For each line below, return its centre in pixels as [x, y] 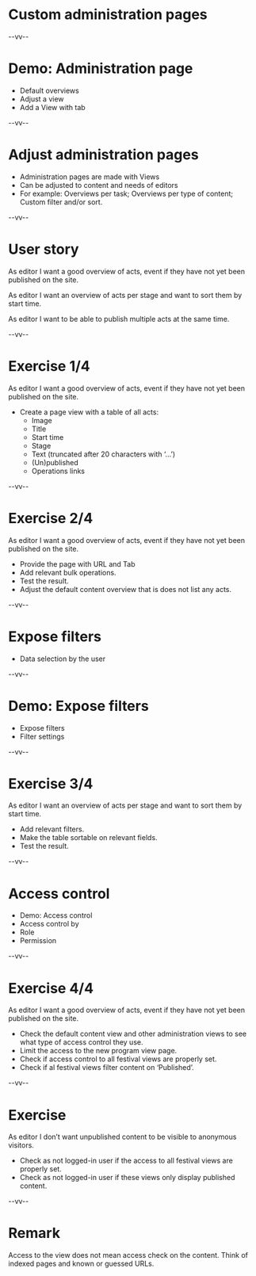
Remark [34, 1233]
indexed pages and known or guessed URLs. [81, 1264]
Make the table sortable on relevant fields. [88, 838]
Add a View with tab [52, 107]
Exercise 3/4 [51, 783]
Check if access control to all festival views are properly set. [118, 1059]
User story [44, 249]
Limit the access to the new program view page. [98, 1051]
